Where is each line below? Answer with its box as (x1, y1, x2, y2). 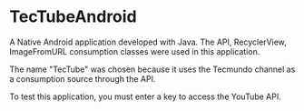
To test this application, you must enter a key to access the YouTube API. (9, 91, 281, 102)
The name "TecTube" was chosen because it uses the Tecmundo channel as (9, 64, 296, 75)
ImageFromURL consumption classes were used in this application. (9, 45, 260, 56)
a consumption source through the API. (9, 73, 156, 84)
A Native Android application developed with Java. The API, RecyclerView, (9, 36, 288, 47)
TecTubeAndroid (9, 6, 138, 27)
